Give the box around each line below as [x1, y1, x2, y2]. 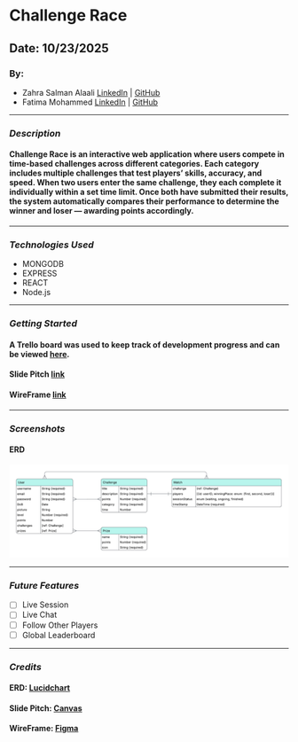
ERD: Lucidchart [9, 683, 71, 693]
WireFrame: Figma [9, 723, 79, 734]
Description [9, 127, 61, 139]
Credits [9, 660, 42, 673]
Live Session [21, 599, 69, 610]
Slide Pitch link [9, 369, 65, 379]
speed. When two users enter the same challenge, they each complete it [9, 177, 282, 188]
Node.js [21, 287, 51, 298]
